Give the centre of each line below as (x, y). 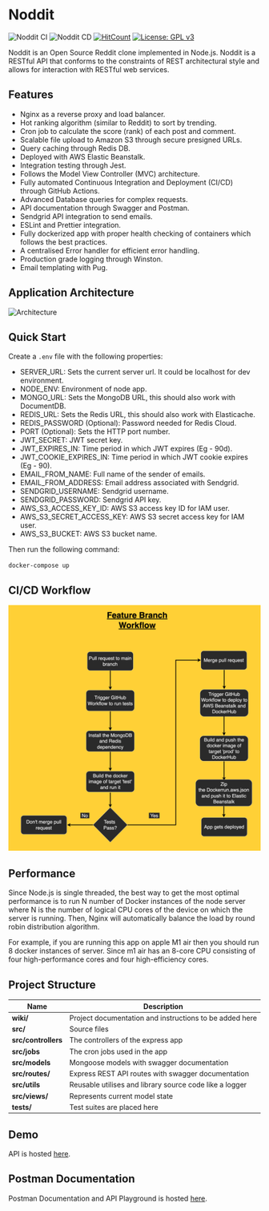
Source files (89, 1029)
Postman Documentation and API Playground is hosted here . (108, 1198)
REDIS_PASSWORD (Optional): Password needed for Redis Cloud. (128, 423)
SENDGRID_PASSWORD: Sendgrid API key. (90, 500)
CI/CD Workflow (50, 590)
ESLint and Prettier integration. (70, 225)
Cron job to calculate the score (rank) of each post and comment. (128, 131)
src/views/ (30, 1096)
